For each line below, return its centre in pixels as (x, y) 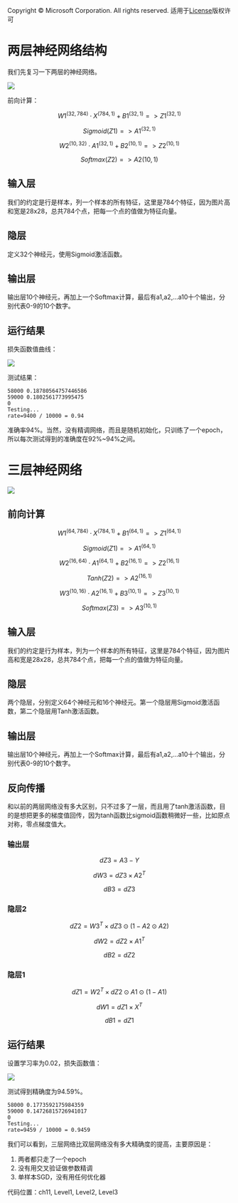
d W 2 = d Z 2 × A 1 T (119, 940)
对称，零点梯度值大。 (38, 824)
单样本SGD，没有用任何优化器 (62, 1177)
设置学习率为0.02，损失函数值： (54, 1063)
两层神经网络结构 (58, 51)
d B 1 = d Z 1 (119, 1021)
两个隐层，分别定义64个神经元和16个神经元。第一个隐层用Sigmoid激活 (110, 703)
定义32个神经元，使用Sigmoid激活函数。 (67, 254)
